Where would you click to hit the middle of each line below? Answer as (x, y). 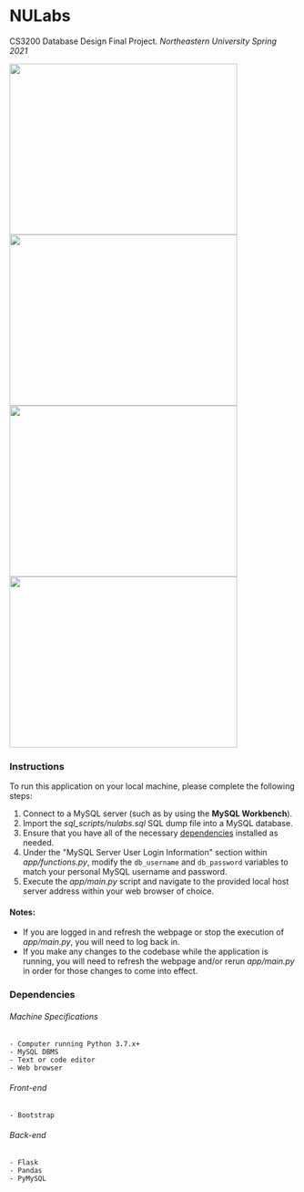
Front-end (28, 1088)
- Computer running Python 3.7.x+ (75, 1044)
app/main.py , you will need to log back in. (101, 942)
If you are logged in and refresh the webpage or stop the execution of (153, 932)
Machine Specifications (54, 1016)
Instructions (37, 766)
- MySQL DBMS (34, 1052)
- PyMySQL (28, 1178)
